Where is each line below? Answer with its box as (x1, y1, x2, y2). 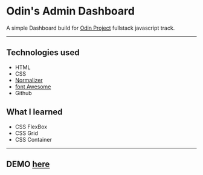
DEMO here (6, 159, 50, 169)
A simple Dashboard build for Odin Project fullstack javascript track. (6, 24, 175, 31)
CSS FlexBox (14, 123, 47, 130)
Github (14, 89, 32, 96)
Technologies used (6, 47, 80, 58)
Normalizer (14, 76, 43, 84)
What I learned (6, 107, 63, 117)
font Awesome (14, 83, 51, 90)
